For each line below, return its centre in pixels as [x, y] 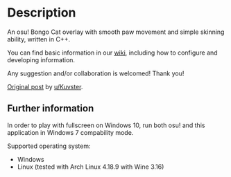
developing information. [41, 59]
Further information [51, 109]
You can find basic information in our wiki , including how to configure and [112, 53]
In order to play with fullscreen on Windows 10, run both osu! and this [106, 125]
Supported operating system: [49, 146]
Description [42, 13]
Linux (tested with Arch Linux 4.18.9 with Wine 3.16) [91, 167]
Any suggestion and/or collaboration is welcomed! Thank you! [96, 73]
